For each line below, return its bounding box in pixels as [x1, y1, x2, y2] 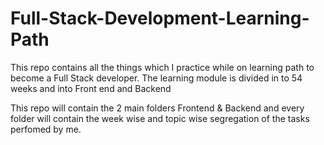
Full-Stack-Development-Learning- [10, 7, 310, 30]
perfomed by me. [10, 123, 82, 135]
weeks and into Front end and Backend [10, 82, 172, 94]
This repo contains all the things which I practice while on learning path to [10, 61, 315, 73]
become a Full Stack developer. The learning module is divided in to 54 [10, 72, 303, 84]
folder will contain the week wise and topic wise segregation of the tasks [10, 112, 310, 124]
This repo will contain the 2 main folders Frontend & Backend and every [10, 102, 305, 114]
